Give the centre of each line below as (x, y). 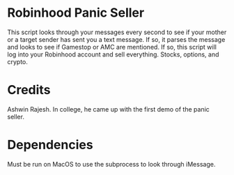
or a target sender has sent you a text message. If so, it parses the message (116, 39)
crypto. (17, 61)
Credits (29, 90)
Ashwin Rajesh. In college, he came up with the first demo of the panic (109, 109)
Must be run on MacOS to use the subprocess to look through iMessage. (111, 164)
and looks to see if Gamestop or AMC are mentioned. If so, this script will (112, 47)
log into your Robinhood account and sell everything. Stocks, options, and (113, 54)
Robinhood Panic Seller (76, 13)
